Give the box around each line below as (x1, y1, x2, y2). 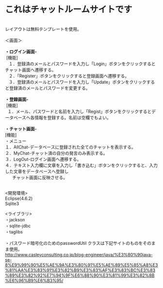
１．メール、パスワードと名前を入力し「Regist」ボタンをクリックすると (7, 108, 152, 114)
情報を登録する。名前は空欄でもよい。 (34, 114, 112, 120)
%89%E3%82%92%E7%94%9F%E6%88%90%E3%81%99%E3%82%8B (5, 272, 155, 278)
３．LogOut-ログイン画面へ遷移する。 (5, 156, 81, 162)
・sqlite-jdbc (5, 223, 31, 229)
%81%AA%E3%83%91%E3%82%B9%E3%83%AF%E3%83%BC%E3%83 (5, 267, 156, 273)
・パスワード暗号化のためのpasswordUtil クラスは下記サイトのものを (5, 240, 143, 246)
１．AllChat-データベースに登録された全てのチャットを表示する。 (5, 144, 136, 150)
